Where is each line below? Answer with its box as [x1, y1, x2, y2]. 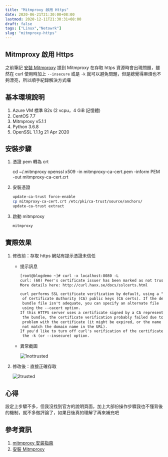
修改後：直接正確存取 [12, 363, 56, 369]
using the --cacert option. [22, 305, 81, 310]
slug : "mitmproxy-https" [5, 30, 57, 35]
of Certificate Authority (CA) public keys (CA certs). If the [22, 296, 157, 301]
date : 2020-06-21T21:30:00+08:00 [5, 12, 75, 17]
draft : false [5, 21, 32, 26]
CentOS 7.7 [12, 113, 36, 119]
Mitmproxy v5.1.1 [12, 118, 46, 124]
